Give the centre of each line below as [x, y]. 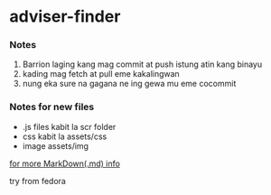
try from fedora [37, 181]
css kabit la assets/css [65, 136]
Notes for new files [52, 107]
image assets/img [55, 145]
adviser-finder [65, 17]
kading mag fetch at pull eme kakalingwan [101, 74]
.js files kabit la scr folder [69, 126]
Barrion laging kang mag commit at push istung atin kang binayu [142, 64]
